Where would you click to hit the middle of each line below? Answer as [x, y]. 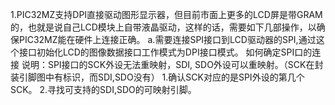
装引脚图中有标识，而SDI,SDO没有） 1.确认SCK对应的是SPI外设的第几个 [157, 77]
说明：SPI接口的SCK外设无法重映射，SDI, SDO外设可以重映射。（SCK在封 [172, 64]
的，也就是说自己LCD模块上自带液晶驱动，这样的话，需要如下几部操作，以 [163, 27]
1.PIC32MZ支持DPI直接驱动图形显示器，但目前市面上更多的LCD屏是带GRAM [166, 14]
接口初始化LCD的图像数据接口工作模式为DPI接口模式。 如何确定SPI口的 [165, 52]
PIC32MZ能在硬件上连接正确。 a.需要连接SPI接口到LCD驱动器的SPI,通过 [167, 39]
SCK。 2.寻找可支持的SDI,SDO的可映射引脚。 [103, 89]
